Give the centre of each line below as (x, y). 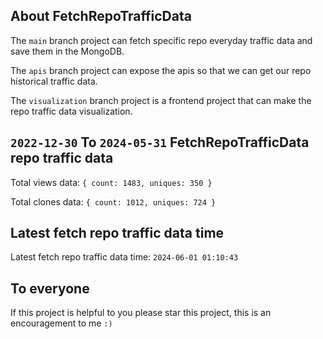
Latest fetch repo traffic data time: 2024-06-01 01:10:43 (124, 257)
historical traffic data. (54, 81)
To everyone (50, 288)
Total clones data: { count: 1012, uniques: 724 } (113, 201)
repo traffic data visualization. (71, 111)
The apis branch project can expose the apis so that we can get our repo (161, 70)
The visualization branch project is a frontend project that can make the (161, 100)
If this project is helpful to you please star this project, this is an (141, 313)
